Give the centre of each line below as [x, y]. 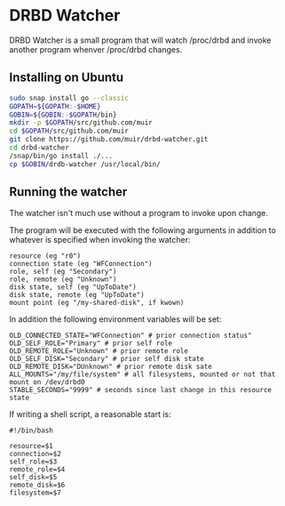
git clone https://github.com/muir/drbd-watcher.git [109, 140]
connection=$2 [36, 454]
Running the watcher [68, 192]
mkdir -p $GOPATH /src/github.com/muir [81, 123]
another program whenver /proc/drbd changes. [96, 49]
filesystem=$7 [36, 493]
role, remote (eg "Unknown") [63, 280]
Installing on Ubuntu [67, 78]
